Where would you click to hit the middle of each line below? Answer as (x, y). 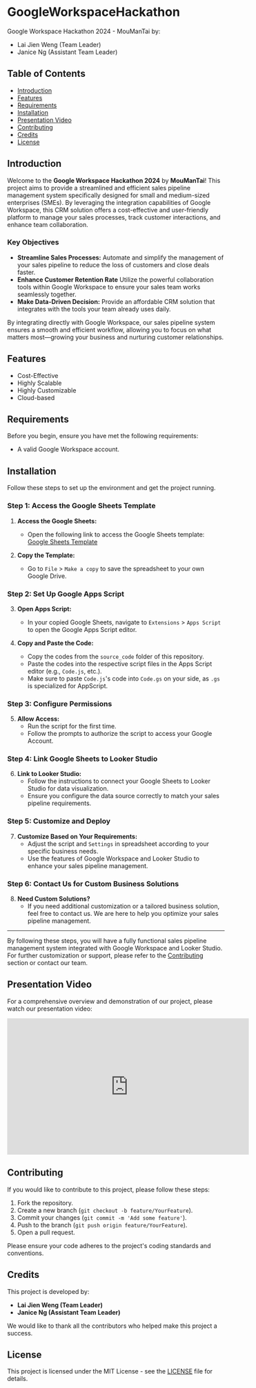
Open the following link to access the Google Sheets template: (116, 534)
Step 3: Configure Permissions (60, 703)
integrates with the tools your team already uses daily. (94, 309)
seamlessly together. (47, 294)
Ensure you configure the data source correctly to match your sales (123, 796)
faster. (26, 272)
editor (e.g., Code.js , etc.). (65, 671)
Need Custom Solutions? (54, 899)
